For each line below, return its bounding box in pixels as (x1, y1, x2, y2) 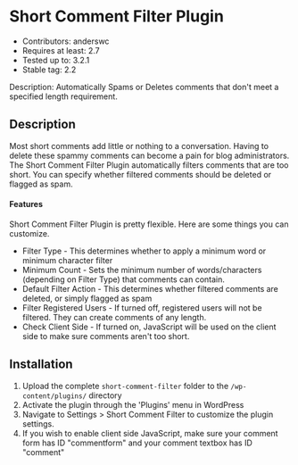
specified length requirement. (9, 91, 118, 102)
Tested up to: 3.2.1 (21, 54, 90, 65)
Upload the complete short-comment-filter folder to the (21, 380, 229, 391)
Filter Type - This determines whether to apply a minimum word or (21, 245, 267, 256)
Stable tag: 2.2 (21, 64, 77, 75)
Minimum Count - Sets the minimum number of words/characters (21, 264, 262, 275)
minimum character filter (21, 254, 113, 265)
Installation (9, 357, 73, 372)
